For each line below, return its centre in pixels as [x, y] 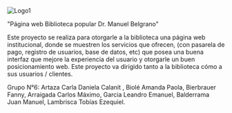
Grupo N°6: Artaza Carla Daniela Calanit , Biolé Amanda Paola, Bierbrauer [112, 87]
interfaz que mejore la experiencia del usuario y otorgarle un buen [101, 59]
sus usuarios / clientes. [40, 74]
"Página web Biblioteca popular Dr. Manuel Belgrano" [83, 24]
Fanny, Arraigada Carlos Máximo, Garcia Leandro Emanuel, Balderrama [108, 94]
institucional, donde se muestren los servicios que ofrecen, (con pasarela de [116, 44]
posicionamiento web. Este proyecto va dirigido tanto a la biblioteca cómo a [115, 66]
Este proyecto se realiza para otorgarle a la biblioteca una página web [106, 37]
